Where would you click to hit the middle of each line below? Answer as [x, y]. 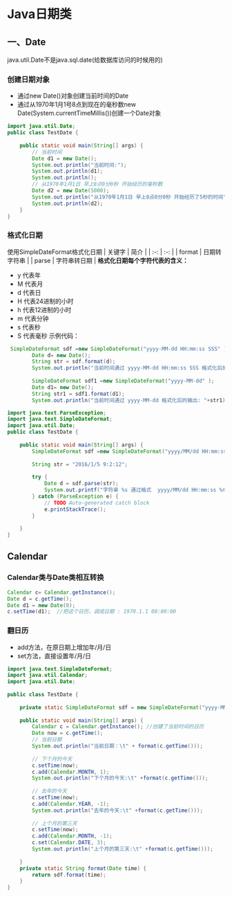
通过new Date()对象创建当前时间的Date [73, 96]
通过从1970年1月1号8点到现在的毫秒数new [77, 105]
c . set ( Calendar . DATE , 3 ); [69, 843]
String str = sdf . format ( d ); [74, 362]
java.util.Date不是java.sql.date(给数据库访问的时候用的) [85, 60]
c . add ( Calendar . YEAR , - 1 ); [71, 804]
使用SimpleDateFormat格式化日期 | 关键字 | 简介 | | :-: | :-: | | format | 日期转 [115, 252]
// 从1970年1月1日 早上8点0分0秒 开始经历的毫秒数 [97, 184]
